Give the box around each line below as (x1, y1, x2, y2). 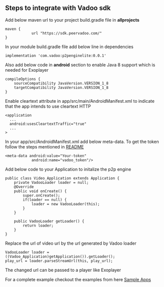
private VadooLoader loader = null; (14, 180, 89, 185)
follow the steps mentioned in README (5, 143, 84, 149)
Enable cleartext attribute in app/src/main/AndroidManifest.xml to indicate (5, 98, 155, 104)
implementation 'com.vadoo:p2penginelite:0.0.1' (5, 53, 107, 58)
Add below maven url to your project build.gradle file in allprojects (5, 17, 140, 23)
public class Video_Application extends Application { (5, 175, 120, 181)
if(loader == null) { (23, 197, 67, 202)
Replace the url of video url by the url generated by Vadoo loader (5, 240, 137, 246)
